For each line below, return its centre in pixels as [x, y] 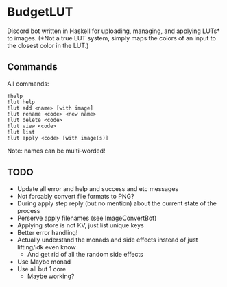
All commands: [28, 84]
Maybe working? [51, 276]
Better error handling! [47, 232]
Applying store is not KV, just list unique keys [80, 225]
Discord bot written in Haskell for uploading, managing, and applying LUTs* [114, 31]
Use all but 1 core [41, 269]
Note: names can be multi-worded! [56, 151]
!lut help [21, 102]
